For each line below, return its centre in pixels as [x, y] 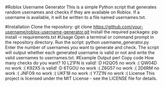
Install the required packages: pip [124, 32]
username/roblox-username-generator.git [47, 32]
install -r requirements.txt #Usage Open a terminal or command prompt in [80, 37]
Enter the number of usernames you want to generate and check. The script [82, 47]
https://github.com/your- [118, 27]
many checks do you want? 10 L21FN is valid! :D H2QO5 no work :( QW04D [81, 63]
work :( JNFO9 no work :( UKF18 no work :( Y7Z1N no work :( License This [80, 73]
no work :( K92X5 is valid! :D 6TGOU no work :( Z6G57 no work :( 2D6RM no [82, 68]
